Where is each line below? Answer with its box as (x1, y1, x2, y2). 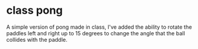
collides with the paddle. (6, 36, 68, 43)
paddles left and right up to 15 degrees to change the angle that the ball (6, 29, 185, 36)
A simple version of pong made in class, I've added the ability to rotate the (6, 23, 193, 30)
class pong (6, 4, 63, 17)
